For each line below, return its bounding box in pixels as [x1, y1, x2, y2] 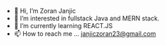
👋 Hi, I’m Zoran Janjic [13, 7, 76, 15]
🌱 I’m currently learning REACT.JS [13, 22, 113, 30]
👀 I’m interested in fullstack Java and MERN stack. [13, 14, 160, 22]
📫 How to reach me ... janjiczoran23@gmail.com [13, 30, 156, 38]
